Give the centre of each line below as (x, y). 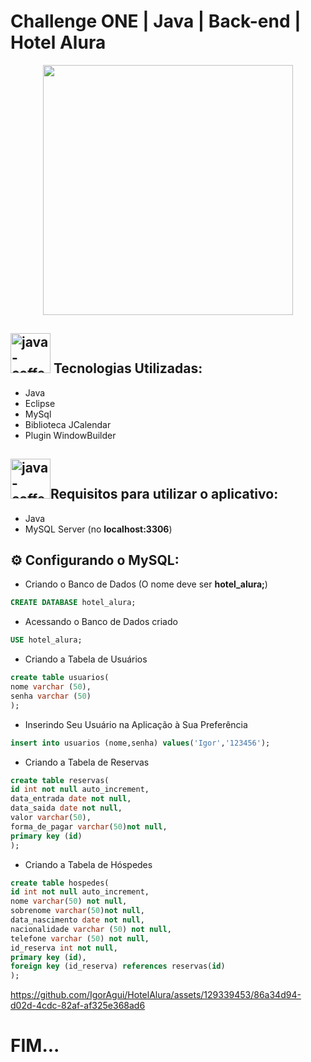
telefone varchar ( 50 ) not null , (80, 938)
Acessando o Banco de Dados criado (101, 622)
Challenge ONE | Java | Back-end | (156, 21)
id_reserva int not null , (64, 948)
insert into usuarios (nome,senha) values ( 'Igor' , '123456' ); (140, 743)
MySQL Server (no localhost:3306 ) (98, 529)
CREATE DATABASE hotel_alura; (73, 603)
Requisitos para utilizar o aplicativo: (164, 494)
